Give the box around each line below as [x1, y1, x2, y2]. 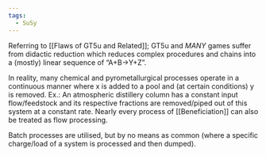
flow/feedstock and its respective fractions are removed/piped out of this [8, 98, 248, 108]
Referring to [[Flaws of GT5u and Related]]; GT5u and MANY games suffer [8, 40, 252, 50]
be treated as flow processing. [8, 115, 109, 124]
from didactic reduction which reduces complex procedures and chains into [8, 49, 256, 59]
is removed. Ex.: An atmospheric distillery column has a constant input [8, 89, 238, 99]
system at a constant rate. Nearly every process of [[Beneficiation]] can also [8, 106, 259, 116]
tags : [8, 11, 26, 20]
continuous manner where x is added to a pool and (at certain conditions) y [8, 81, 254, 91]
